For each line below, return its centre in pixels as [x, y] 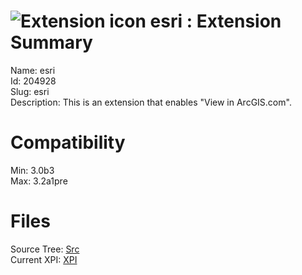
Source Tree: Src [45, 249]
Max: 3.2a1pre [39, 181]
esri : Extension [215, 21]
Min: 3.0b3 [32, 170]
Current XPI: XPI [44, 259]
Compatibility [68, 142]
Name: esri [33, 70]
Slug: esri [30, 91]
